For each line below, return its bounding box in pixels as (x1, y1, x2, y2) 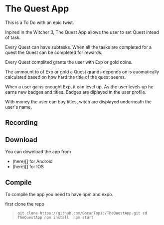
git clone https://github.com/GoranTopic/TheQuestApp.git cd (17, 211, 148, 216)
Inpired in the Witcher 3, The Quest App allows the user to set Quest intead (5, 29, 160, 35)
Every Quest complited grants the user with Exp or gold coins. (5, 59, 133, 65)
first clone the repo (5, 201, 45, 207)
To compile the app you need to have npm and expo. (5, 191, 114, 197)
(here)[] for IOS (12, 164, 44, 170)
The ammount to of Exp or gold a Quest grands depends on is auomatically (5, 68, 160, 75)
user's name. (5, 104, 32, 110)
